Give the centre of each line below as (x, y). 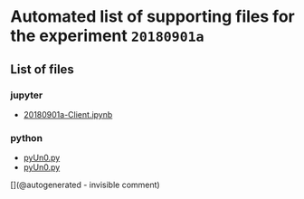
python (27, 137)
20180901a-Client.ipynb (68, 114)
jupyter (27, 95)
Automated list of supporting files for (152, 17)
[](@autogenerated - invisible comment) (85, 185)
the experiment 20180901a (107, 36)
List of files (43, 69)
